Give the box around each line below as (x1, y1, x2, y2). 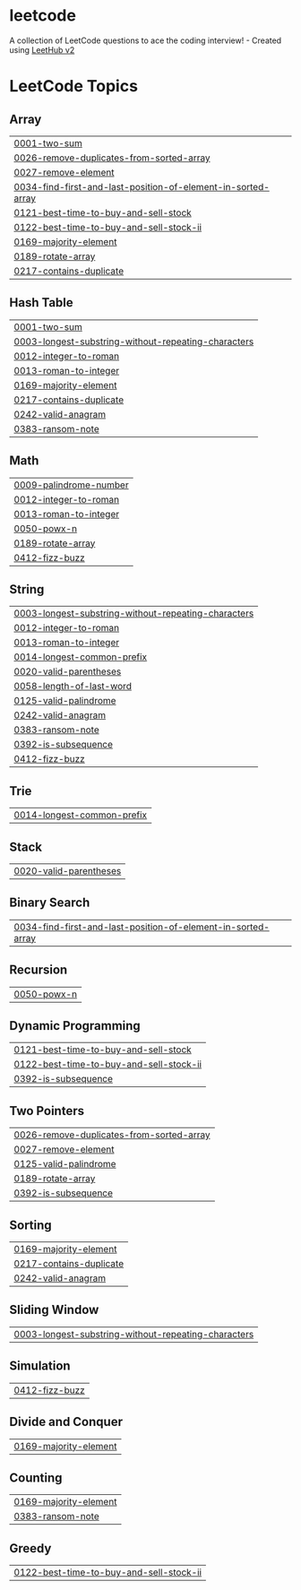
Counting (9, 1470, 63, 1485)
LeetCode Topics (9, 76, 139, 97)
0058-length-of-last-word (13, 680, 133, 693)
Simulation (9, 1359, 71, 1374)
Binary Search (9, 895, 90, 911)
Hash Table (9, 295, 73, 310)
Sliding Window (9, 1302, 99, 1318)
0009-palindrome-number (13, 479, 129, 491)
